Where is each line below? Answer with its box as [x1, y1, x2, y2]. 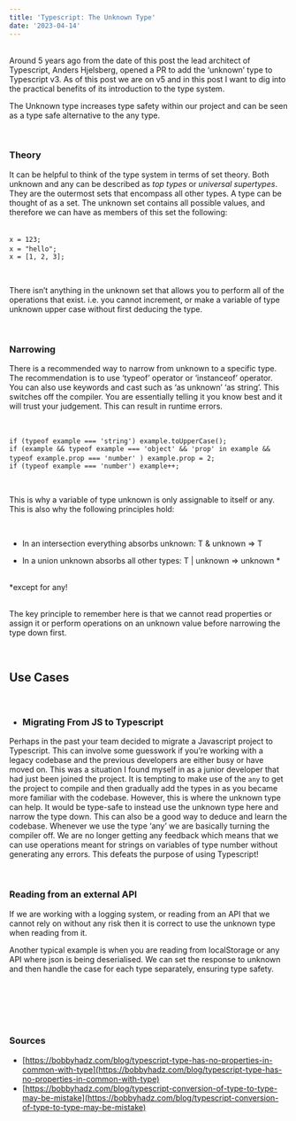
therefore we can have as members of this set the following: [9, 206, 228, 217]
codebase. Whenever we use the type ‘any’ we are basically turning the [9, 821, 270, 831]
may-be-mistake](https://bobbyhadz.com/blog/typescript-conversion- [21, 1092, 279, 1103]
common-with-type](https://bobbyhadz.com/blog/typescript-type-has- [21, 1064, 283, 1075]
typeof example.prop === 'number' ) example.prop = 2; [9, 454, 216, 463]
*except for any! [9, 582, 68, 593]
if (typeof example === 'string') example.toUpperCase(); [9, 437, 227, 446]
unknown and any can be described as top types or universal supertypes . [9, 178, 278, 189]
